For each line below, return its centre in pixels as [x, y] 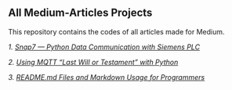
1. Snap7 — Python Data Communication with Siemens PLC [104, 47]
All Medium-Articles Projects [80, 13]
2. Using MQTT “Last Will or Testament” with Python [93, 62]
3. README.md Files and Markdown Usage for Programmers [107, 77]
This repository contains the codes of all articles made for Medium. [116, 31]
